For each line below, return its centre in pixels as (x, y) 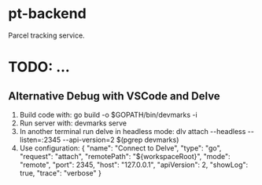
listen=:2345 (40, 140)
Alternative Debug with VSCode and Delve (114, 96)
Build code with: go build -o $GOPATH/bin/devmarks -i (109, 114)
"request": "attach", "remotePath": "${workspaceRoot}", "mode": (125, 156)
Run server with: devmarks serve (73, 123)
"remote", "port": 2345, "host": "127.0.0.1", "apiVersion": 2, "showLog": (134, 165)
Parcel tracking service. (46, 35)
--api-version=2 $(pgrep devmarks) (121, 140)
